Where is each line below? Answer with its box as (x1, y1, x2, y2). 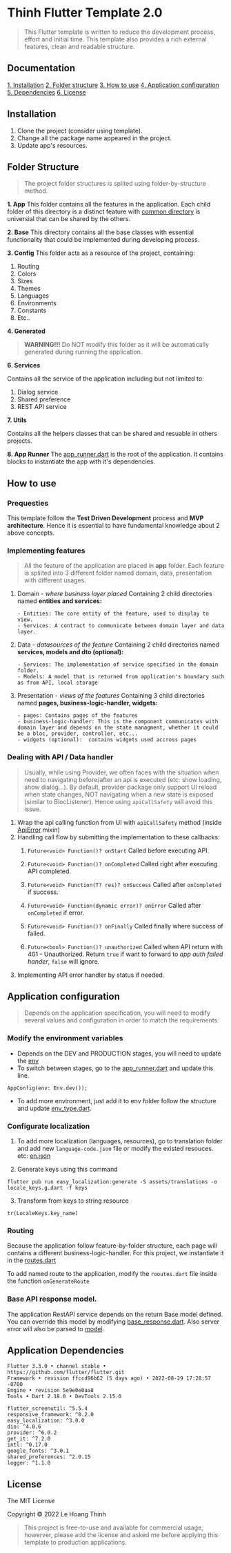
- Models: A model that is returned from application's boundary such (17, 674, 225, 680)
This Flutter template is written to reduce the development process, (23, 28, 216, 36)
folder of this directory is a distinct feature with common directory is (7, 207, 201, 216)
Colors (17, 269, 37, 278)
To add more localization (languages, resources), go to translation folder (17, 1137, 223, 1145)
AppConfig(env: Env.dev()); (7, 1085, 88, 1092)
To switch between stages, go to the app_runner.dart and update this (17, 1064, 214, 1072)
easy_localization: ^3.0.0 (7, 1418, 85, 1425)
